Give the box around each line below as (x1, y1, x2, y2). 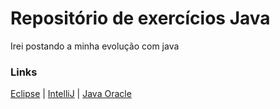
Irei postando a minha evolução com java (10, 40, 180, 52)
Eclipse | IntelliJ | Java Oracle (10, 88, 132, 100)
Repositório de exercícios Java (10, 7, 271, 30)
